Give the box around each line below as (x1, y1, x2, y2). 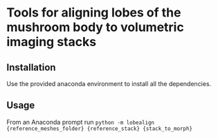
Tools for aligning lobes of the (6, 5, 181, 21)
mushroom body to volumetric (6, 19, 184, 35)
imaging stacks (6, 34, 97, 50)
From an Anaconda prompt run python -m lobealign (6, 118, 155, 126)
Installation (6, 61, 56, 73)
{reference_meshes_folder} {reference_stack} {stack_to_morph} (6, 125, 193, 132)
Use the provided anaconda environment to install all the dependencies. (6, 80, 212, 87)
